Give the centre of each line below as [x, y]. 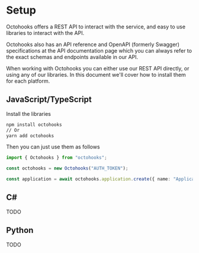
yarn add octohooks [30, 136]
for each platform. [28, 81]
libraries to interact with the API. [45, 33]
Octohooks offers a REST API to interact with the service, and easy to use [96, 27]
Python [20, 230]
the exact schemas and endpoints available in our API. [72, 57]
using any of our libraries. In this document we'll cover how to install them [96, 74]
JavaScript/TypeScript [49, 100]
